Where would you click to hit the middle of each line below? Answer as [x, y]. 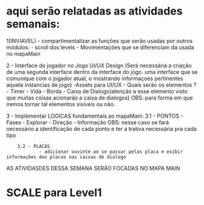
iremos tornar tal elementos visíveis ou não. [61, 104]
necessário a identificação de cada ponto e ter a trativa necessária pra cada [102, 129]
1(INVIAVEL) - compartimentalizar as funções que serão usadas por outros [100, 41]
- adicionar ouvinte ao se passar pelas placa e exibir [111, 152]
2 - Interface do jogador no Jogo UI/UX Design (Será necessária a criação [99, 66]
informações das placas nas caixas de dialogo [66, 157]
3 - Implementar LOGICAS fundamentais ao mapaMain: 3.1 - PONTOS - [95, 116]
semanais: [33, 24]
